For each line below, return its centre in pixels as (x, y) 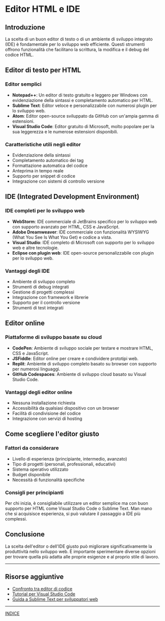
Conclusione (25, 535)
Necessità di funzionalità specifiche (48, 480)
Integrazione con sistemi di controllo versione (58, 181)
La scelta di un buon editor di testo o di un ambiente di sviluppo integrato (79, 39)
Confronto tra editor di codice (42, 588)
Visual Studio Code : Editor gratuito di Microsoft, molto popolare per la (83, 126)
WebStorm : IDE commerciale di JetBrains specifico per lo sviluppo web (84, 221)
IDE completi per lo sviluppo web (45, 211)
